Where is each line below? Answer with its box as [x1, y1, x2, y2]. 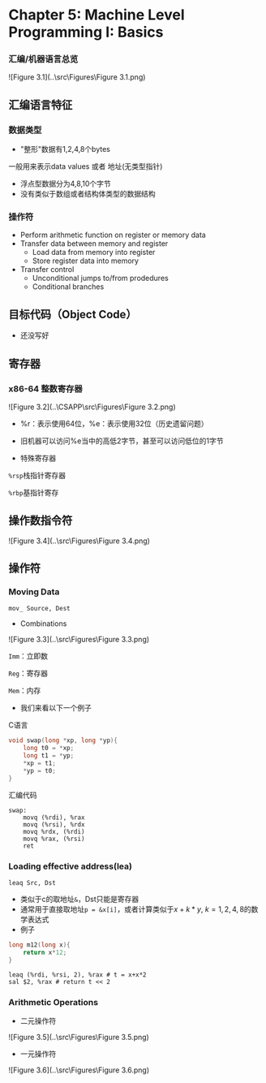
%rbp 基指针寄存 [8, 487, 59, 497]
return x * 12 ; [23, 948, 67, 956]
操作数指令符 [8, 514, 73, 528]
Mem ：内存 [8, 686, 41, 696]
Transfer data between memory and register [19, 239, 169, 248]
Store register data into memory [32, 256, 139, 265]
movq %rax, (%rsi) [23, 835, 85, 843]
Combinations [19, 619, 67, 628]
